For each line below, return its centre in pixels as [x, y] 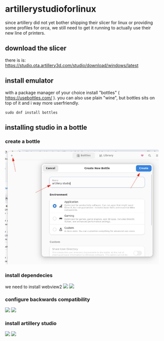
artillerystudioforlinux [51, 9]
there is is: [15, 60]
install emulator [29, 81]
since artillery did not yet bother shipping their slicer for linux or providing [79, 23]
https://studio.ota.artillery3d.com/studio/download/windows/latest [72, 65]
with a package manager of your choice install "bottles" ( [62, 92]
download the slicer [36, 48]
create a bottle [23, 141]
